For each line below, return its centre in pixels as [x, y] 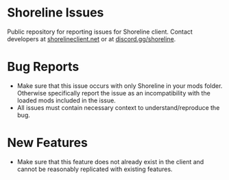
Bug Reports [43, 67]
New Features [47, 143]
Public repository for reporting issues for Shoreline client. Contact [100, 32]
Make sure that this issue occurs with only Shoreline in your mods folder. [120, 86]
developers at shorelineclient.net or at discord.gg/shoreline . [92, 38]
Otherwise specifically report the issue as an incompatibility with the [113, 93]
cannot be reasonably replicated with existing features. [95, 169]
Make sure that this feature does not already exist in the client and [110, 161]
